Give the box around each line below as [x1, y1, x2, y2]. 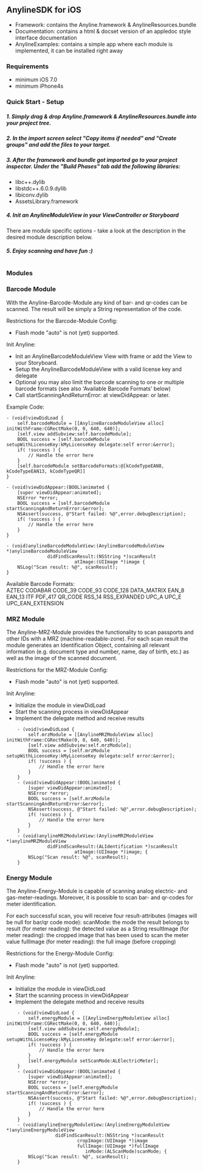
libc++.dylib [15, 178, 46, 185]
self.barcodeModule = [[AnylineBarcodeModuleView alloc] [17, 420, 165, 426]
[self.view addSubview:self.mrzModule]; [28, 742, 132, 748]
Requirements [6, 62, 49, 71]
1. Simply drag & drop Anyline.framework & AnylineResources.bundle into [6, 113, 197, 120]
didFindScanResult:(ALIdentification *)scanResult [47, 843, 178, 850]
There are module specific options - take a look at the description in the [6, 227, 186, 234]
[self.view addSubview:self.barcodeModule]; [17, 431, 132, 437]
